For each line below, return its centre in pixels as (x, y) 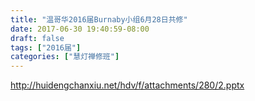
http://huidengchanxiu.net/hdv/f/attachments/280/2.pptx (127, 85)
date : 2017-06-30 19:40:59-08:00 (80, 29)
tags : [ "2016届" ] (46, 47)
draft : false (37, 38)
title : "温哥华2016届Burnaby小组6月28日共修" (99, 19)
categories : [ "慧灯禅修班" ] (65, 57)
